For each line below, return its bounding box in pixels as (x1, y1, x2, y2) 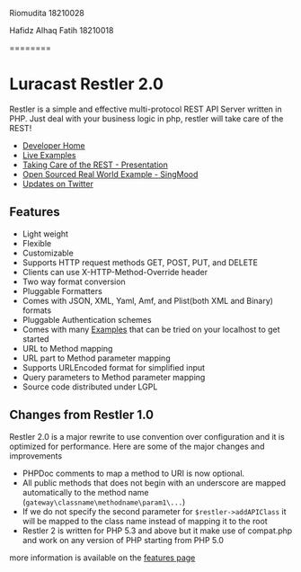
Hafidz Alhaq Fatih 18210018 (9, 25, 114, 35)
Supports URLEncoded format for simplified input (22, 362, 205, 372)
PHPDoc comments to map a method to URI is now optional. (22, 468, 245, 478)
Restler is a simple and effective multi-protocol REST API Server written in (9, 103, 282, 114)
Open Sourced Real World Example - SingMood (22, 168, 199, 179)
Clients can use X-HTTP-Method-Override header (22, 266, 208, 277)
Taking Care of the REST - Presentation (22, 159, 169, 170)
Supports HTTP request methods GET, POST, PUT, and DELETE (22, 256, 259, 268)
